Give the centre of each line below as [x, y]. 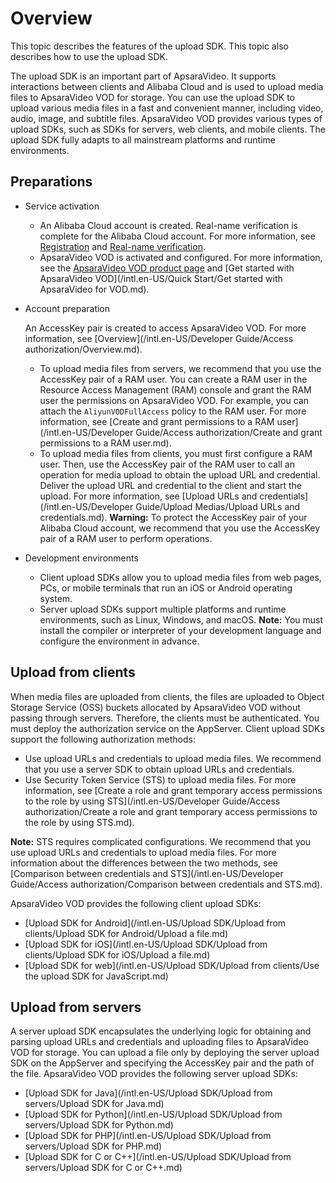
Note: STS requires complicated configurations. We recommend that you [161, 841]
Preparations [51, 182]
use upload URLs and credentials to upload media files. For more [143, 852]
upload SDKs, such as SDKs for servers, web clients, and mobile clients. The [168, 129]
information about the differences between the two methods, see [144, 863]
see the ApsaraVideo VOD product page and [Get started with [167, 268]
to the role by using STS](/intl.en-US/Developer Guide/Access [152, 801]
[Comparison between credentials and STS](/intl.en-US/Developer [147, 873]
